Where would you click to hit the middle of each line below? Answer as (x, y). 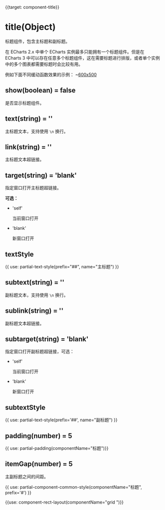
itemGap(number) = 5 (39, 464)
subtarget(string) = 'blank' (47, 339)
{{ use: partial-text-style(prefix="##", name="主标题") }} (62, 267)
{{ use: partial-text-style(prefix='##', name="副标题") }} (61, 420)
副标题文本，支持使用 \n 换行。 (37, 295)
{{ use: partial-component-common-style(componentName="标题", (74, 487)
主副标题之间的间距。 (27, 476)
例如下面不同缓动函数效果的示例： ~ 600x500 (51, 74)
